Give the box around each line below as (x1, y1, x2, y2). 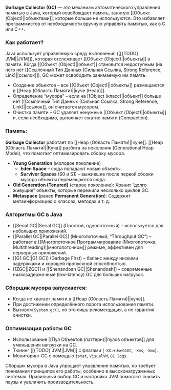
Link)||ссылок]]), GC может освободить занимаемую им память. (5, 72, 147, 78)
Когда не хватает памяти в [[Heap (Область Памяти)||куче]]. (12, 296, 146, 302)
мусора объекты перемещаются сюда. (20, 176, 106, 182)
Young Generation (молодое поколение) (12, 160, 101, 166)
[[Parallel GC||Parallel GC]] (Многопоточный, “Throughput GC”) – (12, 233, 152, 240)
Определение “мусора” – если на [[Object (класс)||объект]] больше (12, 93, 161, 99)
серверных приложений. (12, 249, 68, 255)
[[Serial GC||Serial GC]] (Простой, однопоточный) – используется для (12, 222, 164, 228)
